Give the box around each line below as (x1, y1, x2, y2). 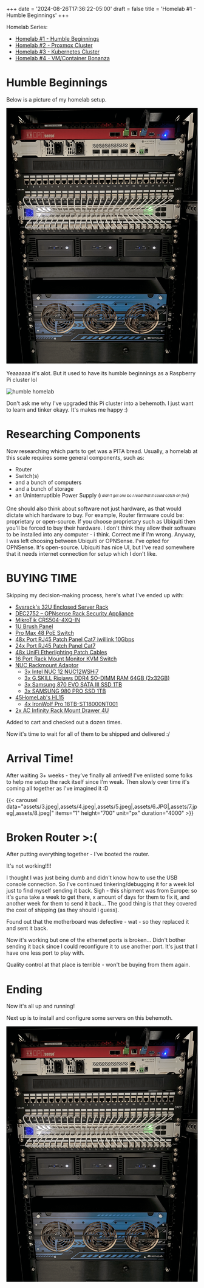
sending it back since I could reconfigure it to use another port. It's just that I (6, 943, 198, 950)
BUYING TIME (6, 571, 77, 585)
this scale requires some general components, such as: (6, 454, 144, 461)
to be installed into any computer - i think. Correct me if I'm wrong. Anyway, (6, 530, 196, 538)
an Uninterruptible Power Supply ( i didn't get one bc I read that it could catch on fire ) (15, 491, 189, 499)
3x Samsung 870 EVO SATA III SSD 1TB (24, 680, 123, 688)
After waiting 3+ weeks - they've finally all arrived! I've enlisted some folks (6, 772, 193, 779)
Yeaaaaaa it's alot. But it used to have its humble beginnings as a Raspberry (6, 369, 196, 376)
